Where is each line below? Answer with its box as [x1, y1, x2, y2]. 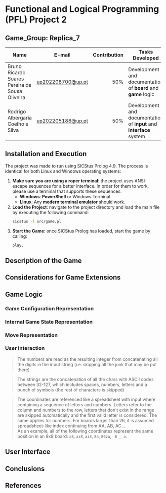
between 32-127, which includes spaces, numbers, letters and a [17, 382, 147, 387]
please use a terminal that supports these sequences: [12, 188, 122, 194]
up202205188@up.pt [36, 117, 88, 124]
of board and [128, 85, 159, 91]
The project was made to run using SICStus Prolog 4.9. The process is [5, 163, 148, 169]
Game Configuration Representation [5, 305, 94, 312]
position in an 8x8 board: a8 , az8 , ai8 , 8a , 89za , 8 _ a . [17, 433, 127, 439]
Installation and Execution [5, 150, 87, 158]
